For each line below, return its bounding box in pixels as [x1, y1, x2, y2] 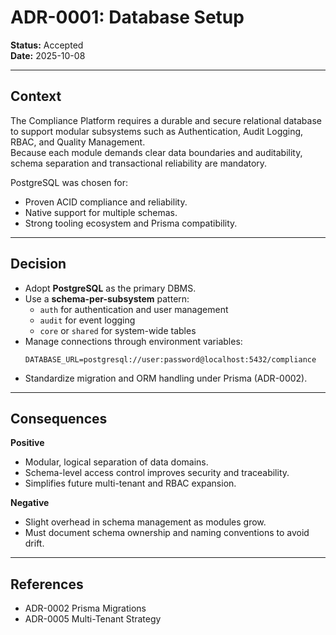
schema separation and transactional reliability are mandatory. [10, 157, 268, 169]
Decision [10, 256, 67, 273]
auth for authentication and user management [39, 303, 229, 315]
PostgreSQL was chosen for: [10, 176, 128, 188]
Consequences [10, 410, 108, 427]
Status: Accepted [10, 39, 84, 51]
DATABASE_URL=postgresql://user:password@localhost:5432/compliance [24, 354, 317, 365]
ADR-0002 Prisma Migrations [24, 602, 147, 615]
